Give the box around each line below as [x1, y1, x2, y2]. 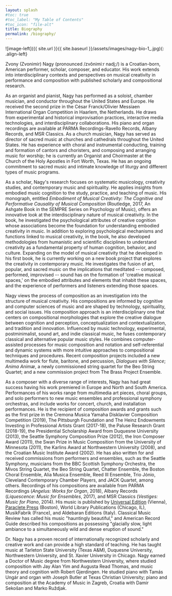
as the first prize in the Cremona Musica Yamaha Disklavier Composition [5, 412, 158, 417]
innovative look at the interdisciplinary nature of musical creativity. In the [5, 212, 159, 218]
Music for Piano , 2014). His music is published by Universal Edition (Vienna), [5, 499, 167, 505]
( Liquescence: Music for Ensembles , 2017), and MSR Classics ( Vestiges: [5, 493, 158, 499]
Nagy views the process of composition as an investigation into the [5, 293, 147, 298]
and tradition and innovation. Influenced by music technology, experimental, [5, 325, 166, 331]
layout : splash [5, 7, 38, 13]
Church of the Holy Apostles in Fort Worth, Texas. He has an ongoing [5, 158, 151, 164]
